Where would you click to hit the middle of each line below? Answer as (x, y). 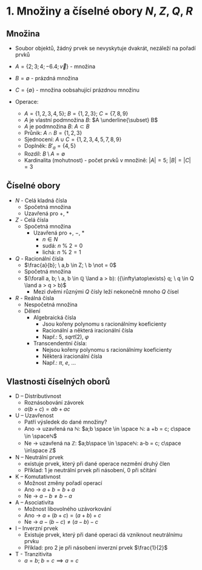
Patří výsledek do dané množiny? (66, 422)
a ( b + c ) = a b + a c (47, 409)
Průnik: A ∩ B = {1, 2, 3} (53, 133)
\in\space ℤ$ (40, 450)
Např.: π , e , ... (59, 362)
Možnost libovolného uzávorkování (68, 509)
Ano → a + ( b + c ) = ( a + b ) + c (62, 515)
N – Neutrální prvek (39, 458)
